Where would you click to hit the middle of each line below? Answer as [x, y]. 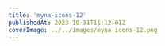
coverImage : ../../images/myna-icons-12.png [83, 30]
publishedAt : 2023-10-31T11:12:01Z [67, 23]
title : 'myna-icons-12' [48, 15]
